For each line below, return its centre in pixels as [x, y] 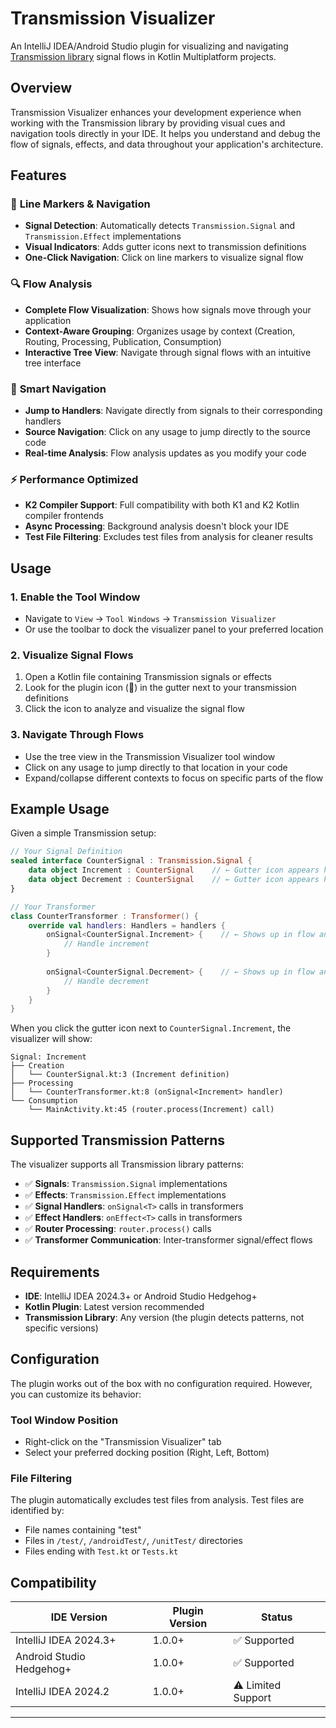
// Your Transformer [53, 907]
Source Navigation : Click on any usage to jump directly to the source [167, 432]
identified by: [37, 1511]
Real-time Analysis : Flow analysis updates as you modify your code [165, 453]
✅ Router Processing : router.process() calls [118, 1229]
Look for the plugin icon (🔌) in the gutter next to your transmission [160, 688]
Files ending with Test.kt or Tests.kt [101, 1551]
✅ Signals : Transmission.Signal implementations [126, 1184]
